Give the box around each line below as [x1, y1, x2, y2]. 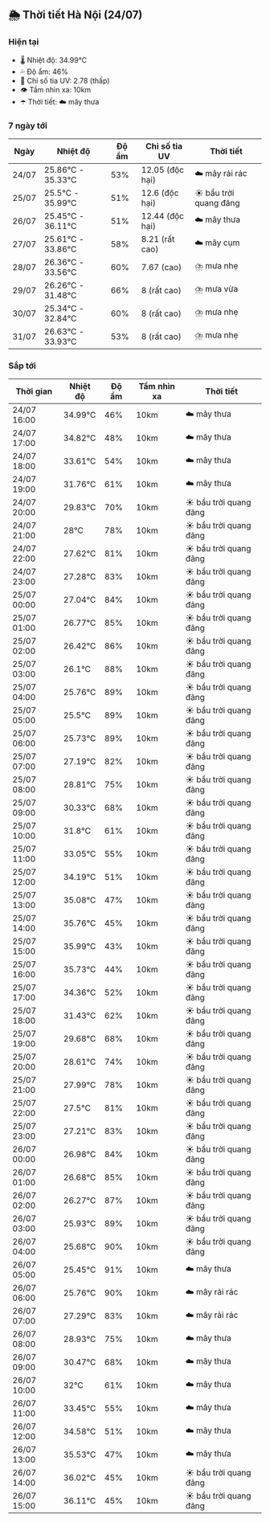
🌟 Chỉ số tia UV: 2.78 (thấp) [19, 76, 110, 85]
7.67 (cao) [141, 261, 182, 272]
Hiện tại [8, 36, 39, 47]
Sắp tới [8, 360, 36, 371]
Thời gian [15, 386, 53, 397]
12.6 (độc [141, 187, 179, 198]
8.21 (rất [141, 233, 175, 244]
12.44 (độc [141, 210, 185, 221]
